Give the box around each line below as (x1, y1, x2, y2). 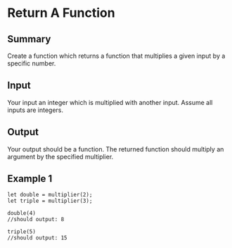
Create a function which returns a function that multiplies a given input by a (7, 51, 226, 60)
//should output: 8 (7, 216, 65, 223)
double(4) (7, 210, 37, 217)
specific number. (7, 59, 56, 68)
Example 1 (7, 173, 53, 185)
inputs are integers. (7, 106, 63, 114)
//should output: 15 (7, 235, 68, 242)
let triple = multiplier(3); (7, 197, 93, 205)
